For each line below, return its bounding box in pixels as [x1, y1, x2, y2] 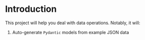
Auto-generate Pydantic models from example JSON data [12, 29, 129, 35]
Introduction [5, 3, 57, 15]
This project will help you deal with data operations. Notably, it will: [5, 20, 141, 26]
